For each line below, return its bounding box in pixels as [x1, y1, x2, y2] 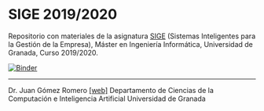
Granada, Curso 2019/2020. [8, 48, 98, 57]
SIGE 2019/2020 [8, 5, 118, 23]
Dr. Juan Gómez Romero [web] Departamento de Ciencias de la [8, 85, 214, 95]
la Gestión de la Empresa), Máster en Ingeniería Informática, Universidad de [8, 39, 253, 48]
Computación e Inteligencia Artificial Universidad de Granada [8, 94, 206, 103]
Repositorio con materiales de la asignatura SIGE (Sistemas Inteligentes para [8, 31, 256, 41]
